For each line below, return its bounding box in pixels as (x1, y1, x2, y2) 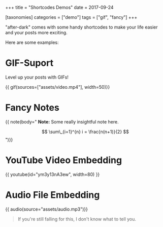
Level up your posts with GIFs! (5, 74, 69, 80)
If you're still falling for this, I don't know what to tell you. (17, 216, 136, 222)
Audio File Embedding (5, 189, 100, 200)
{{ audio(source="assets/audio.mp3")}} (5, 206, 88, 212)
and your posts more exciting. (5, 30, 68, 35)
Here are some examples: (5, 39, 59, 45)
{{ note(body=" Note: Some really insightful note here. (5, 118, 119, 124)
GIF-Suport (5, 57, 54, 69)
